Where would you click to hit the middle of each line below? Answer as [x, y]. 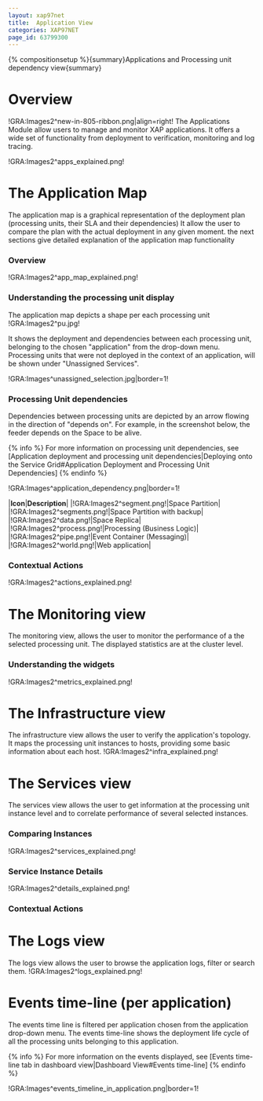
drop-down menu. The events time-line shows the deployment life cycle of [129, 1033]
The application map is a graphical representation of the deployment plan [127, 215]
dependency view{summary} [55, 68]
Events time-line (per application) [120, 1003]
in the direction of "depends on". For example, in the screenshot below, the [129, 425]
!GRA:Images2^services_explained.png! [72, 851]
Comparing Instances [50, 834]
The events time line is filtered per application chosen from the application [128, 1024]
